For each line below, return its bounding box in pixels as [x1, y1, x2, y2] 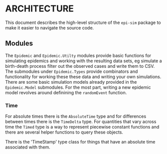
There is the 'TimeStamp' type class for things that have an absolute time [5, 139, 156, 145]
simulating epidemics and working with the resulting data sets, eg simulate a [5, 58, 162, 64]
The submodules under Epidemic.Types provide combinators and [5, 68, 138, 74]
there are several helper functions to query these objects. [5, 129, 124, 135]
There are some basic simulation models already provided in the [5, 79, 137, 85]
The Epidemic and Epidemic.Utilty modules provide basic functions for [5, 52, 152, 58]
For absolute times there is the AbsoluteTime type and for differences [5, 113, 147, 120]
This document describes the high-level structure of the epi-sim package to [5, 19, 161, 25]
